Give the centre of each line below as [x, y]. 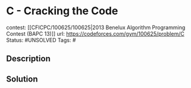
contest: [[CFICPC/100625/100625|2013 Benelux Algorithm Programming [96, 27]
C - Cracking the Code [62, 11]
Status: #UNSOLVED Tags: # [41, 40]
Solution [22, 79]
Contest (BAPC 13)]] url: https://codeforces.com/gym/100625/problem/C [95, 33]
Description [28, 59]
